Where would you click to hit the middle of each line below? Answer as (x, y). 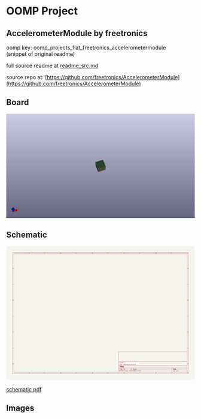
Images (20, 408)
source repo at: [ (27, 77)
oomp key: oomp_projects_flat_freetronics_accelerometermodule (86, 47)
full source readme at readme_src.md (52, 65)
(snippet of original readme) (41, 54)
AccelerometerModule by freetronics (77, 33)
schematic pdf (24, 389)
